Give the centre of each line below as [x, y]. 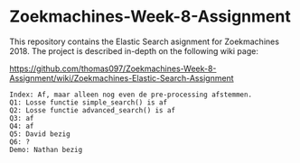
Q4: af [22, 126]
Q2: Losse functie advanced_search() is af [93, 110]
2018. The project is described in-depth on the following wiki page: [134, 50]
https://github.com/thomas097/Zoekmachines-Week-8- [113, 68]
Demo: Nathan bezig [46, 149]
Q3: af [22, 118]
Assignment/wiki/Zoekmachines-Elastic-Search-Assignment [122, 77]
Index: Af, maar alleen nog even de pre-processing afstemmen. [131, 95]
